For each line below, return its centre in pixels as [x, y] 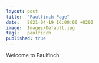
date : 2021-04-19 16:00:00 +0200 [50, 22]
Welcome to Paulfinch [33, 55]
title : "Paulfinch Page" [38, 17]
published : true [26, 38]
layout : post [22, 11]
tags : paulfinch [29, 33]
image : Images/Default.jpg [41, 28]
